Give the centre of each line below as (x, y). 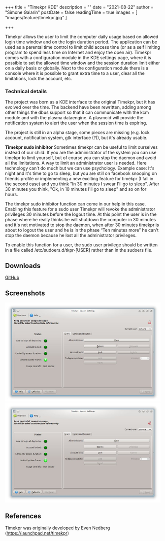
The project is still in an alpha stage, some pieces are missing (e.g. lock (78, 133)
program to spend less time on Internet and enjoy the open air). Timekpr (78, 52)
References (23, 516)
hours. (12, 195)
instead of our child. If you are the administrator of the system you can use (81, 153)
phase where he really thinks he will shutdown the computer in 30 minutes (81, 220)
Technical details (26, 91)
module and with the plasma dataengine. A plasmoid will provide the (74, 118)
